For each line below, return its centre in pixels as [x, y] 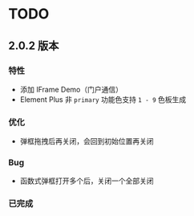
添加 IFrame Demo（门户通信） [71, 89]
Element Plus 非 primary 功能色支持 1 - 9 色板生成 [103, 99]
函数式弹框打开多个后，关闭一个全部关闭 [87, 181]
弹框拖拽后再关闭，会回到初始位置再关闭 [87, 141]
